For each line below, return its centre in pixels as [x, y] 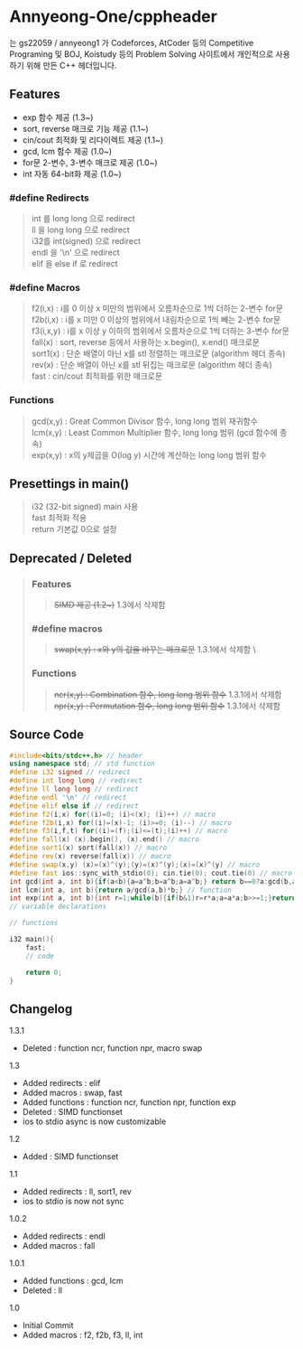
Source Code [46, 735]
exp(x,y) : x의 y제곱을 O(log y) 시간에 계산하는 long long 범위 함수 [149, 454]
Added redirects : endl [64, 1236]
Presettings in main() [69, 484]
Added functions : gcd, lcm [73, 1281]
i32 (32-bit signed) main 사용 [85, 507]
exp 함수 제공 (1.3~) [58, 117]
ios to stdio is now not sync [73, 1201]
